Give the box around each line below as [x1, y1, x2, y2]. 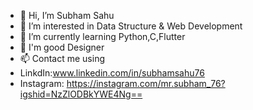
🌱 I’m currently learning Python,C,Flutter [19, 31, 186, 42]
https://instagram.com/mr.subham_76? [66, 78, 226, 89]
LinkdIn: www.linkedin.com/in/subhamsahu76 [19, 67, 205, 79]
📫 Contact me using [19, 53, 106, 64]
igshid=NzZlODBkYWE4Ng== [19, 88, 143, 100]
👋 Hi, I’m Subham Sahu [19, 10, 115, 21]
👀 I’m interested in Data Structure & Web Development [19, 20, 243, 32]
